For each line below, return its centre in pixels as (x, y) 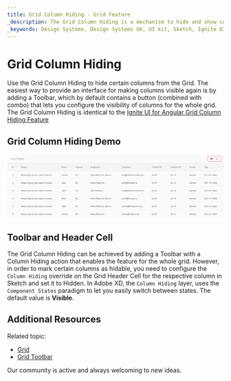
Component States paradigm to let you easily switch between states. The (109, 291)
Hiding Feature (28, 120)
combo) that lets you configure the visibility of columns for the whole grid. (112, 105)
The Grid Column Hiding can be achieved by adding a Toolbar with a (104, 254)
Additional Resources (54, 319)
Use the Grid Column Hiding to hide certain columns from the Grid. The (108, 83)
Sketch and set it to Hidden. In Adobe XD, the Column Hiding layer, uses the (113, 283)
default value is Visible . (41, 298)
